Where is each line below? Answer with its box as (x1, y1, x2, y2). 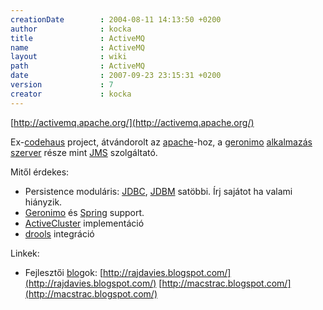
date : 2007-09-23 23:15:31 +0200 (10, 71, 222, 81)
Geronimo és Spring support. (24, 206, 145, 218)
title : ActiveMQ (10, 33, 145, 43)
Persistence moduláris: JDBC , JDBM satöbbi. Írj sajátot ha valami (24, 185, 293, 197)
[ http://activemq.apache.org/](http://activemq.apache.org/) (10, 116, 255, 128)
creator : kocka (10, 89, 132, 99)
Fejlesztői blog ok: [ (24, 266, 104, 278)
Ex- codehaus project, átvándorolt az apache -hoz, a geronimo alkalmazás (10, 136, 313, 148)
